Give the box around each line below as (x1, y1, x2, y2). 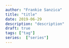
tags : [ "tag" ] (5, 30, 36, 35)
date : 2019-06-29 (5, 16, 42, 21)
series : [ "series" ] (5, 35, 49, 40)
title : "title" (5, 12, 38, 17)
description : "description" (5, 21, 65, 26)
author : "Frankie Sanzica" (5, 7, 62, 12)
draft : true (5, 26, 30, 31)
